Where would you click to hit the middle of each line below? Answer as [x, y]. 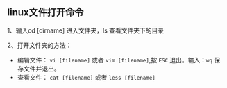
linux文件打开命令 [45, 12]
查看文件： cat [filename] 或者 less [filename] [86, 77]
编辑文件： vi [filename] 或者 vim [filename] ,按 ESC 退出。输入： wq [115, 60]
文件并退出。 [42, 69]
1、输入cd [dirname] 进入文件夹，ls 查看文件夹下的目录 [86, 30]
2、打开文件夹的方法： [40, 45]
